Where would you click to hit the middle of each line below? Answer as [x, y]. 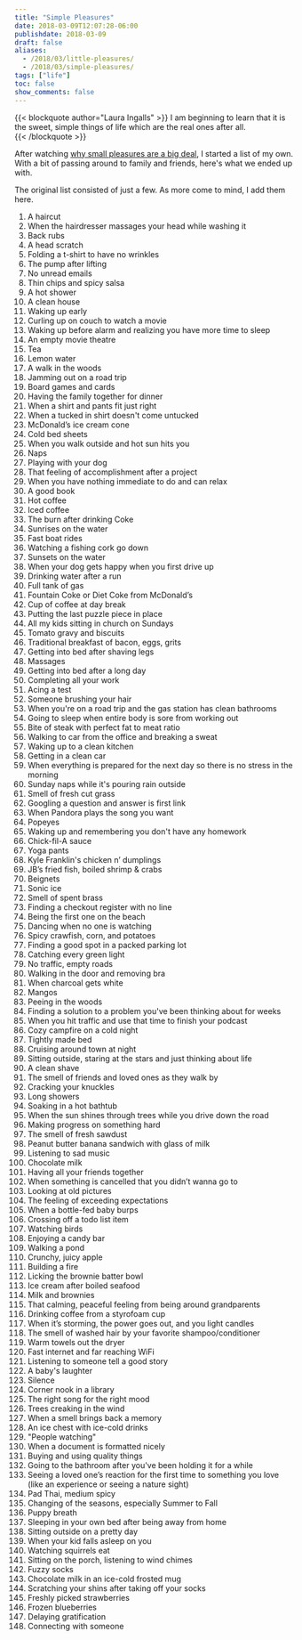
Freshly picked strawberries [78, 1597]
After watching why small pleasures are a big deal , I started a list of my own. [154, 153]
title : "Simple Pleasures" [64, 17]
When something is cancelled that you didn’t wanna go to [132, 1181]
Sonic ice [44, 888]
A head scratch [55, 245]
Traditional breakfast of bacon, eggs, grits [104, 642]
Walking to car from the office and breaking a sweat [122, 736]
